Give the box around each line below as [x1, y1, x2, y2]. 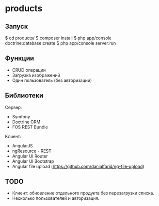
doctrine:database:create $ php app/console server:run [5, 40, 116, 46]
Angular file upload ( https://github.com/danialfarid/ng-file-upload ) [12, 163, 144, 169]
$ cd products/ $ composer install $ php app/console [5, 35, 112, 41]
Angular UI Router [12, 153, 48, 159]
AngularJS [12, 143, 33, 148]
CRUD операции [12, 67, 46, 73]
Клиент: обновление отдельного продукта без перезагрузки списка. [12, 190, 154, 196]
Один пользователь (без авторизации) [12, 77, 92, 83]
